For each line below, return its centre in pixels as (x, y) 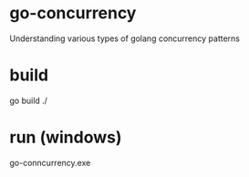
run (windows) (66, 137)
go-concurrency (73, 13)
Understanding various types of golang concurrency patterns (124, 38)
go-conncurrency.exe (50, 162)
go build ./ (29, 100)
